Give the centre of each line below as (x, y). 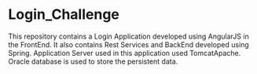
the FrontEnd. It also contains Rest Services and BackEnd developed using (128, 44)
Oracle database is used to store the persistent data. (93, 61)
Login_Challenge (64, 15)
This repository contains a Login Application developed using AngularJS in (128, 36)
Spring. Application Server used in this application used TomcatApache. (125, 53)
